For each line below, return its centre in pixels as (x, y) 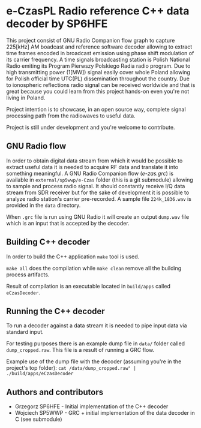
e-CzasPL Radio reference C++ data (98, 11)
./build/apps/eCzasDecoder (40, 374)
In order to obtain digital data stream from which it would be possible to (94, 161)
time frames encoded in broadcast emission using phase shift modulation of (100, 53)
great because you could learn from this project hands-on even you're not (98, 91)
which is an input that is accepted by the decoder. (68, 223)
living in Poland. (26, 98)
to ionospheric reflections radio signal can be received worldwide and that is (101, 85)
